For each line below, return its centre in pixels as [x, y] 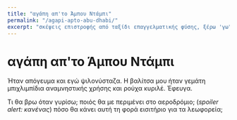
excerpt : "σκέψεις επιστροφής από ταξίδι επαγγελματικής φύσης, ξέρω [112, 27]
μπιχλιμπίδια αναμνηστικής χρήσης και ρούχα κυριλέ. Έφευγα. [100, 88]
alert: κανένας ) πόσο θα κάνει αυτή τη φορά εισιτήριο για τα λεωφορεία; [115, 109]
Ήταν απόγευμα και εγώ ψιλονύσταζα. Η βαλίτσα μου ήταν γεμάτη [107, 81]
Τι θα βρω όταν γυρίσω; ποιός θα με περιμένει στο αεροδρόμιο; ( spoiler [113, 102]
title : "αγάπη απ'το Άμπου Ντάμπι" [60, 14]
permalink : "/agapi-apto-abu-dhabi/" [63, 20]
